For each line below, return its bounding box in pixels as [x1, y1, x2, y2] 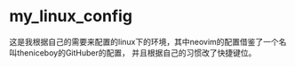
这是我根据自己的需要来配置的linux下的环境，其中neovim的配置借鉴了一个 [9, 36, 280, 47]
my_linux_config [9, 6, 133, 26]
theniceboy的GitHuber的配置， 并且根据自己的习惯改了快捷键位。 [16, 47, 257, 58]
